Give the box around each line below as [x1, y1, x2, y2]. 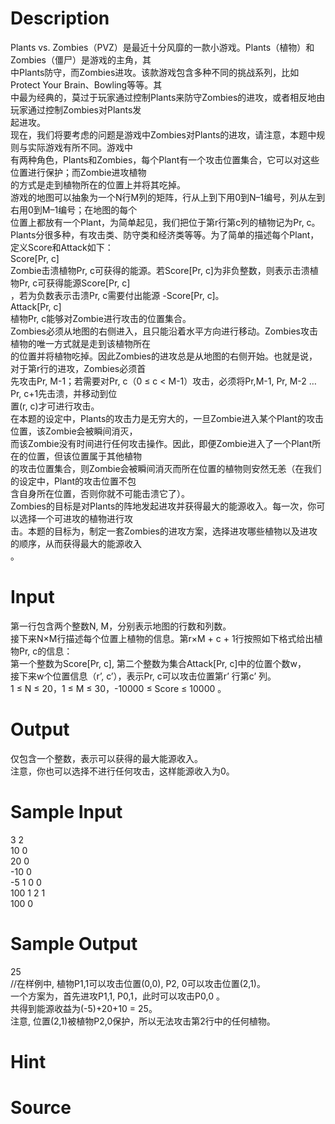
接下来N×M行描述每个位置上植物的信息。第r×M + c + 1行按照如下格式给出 [10, 632, 315, 644]
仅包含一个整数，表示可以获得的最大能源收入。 [10, 752, 203, 764]
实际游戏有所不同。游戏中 [27, 141, 133, 153]
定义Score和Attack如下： [10, 241, 114, 253]
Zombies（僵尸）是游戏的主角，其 [10, 53, 152, 66]
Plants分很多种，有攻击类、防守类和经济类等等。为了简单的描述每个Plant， [10, 228, 320, 241]
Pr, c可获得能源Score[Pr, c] [18, 277, 131, 289]
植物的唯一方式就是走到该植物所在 [10, 337, 151, 349]
